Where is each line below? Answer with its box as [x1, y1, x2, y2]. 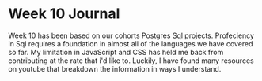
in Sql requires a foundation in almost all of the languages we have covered [8, 39, 253, 48]
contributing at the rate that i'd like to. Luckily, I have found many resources [8, 56, 255, 65]
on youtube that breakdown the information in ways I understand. [8, 64, 222, 73]
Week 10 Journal [8, 5, 120, 23]
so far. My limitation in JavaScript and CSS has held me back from [8, 47, 224, 57]
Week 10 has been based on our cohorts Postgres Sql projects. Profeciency [8, 31, 255, 40]
